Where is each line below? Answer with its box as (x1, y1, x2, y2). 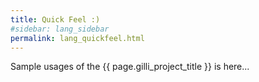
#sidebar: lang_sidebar (10, 24, 110, 34)
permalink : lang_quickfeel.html (10, 33, 145, 43)
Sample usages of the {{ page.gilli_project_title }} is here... (10, 61, 250, 73)
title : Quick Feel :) (10, 14, 101, 25)
